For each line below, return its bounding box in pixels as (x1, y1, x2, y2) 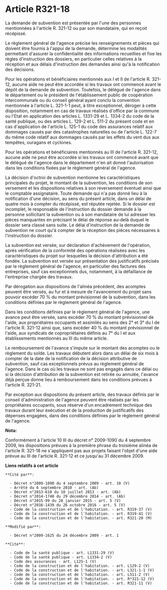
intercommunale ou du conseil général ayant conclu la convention (5, 97, 140, 103)
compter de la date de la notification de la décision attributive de (5, 355, 137, 361)
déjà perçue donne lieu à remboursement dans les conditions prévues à (5, 376, 152, 382)
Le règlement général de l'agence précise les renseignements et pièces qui (5, 40, 160, 46)
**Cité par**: (5, 472, 35, 477)
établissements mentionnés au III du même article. (5, 335, 108, 341)
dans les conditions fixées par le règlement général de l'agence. (5, 165, 137, 171)
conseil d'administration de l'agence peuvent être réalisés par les (5, 396, 139, 403)
